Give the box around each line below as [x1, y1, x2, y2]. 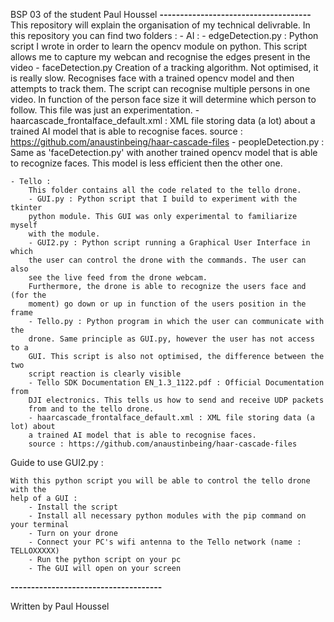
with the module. [28, 229, 101, 239]
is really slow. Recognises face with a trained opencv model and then [10, 72, 295, 84]
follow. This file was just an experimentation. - [10, 104, 200, 116]
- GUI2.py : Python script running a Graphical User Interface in [28, 238, 311, 248]
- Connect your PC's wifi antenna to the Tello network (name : [28, 537, 302, 547]
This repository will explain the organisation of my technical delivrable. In [10, 19, 311, 31]
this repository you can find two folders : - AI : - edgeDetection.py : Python [10, 30, 319, 41]
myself [10, 220, 38, 230]
